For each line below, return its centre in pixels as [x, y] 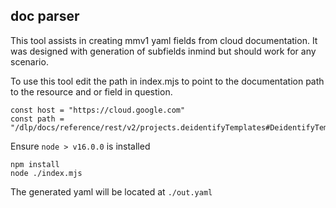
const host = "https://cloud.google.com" [98, 110]
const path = [37, 119]
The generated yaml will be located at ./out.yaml [111, 191]
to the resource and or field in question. [91, 91]
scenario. [29, 61]
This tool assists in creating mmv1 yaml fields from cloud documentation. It [164, 40]
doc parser [45, 16]
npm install [35, 164]
